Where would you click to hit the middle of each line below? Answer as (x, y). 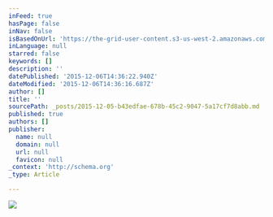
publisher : (27, 129)
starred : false (34, 54)
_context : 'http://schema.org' (61, 167)
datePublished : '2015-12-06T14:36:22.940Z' (83, 76)
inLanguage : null (38, 46)
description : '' (36, 69)
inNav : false (30, 31)
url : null (32, 152)
